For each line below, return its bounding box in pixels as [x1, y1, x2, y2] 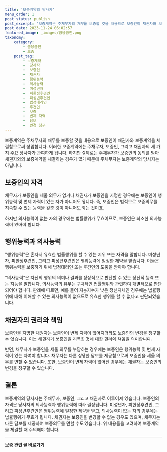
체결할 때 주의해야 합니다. [10, 426, 60, 432]
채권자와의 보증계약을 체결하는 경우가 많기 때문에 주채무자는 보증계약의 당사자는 [5, 156, 160, 162]
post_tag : [14, 53, 35, 59]
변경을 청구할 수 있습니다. [5, 365, 55, 371]
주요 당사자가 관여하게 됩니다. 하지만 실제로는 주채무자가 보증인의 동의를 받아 [10, 150, 159, 156]
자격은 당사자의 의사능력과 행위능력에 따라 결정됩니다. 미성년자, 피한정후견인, [5, 401, 154, 407]
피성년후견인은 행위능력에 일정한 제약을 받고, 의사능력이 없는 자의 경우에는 [14, 408, 158, 414]
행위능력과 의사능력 [5, 237, 61, 246]
